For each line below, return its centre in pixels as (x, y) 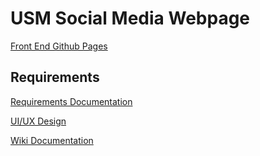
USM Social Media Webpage (130, 18)
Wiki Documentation (52, 140)
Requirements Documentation (71, 101)
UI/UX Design (38, 121)
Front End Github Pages (59, 46)
